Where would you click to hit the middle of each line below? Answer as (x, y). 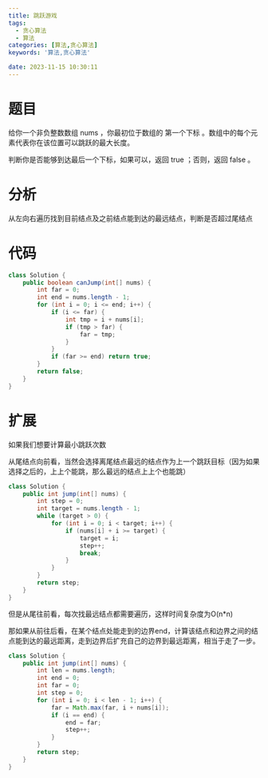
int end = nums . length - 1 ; (83, 297)
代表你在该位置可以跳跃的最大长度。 (74, 142)
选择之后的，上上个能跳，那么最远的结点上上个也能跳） (99, 471)
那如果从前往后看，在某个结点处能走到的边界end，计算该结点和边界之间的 (130, 631)
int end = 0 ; (59, 678)
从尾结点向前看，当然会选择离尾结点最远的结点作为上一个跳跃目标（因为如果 (134, 461)
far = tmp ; (97, 334)
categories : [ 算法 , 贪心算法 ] (53, 45)
